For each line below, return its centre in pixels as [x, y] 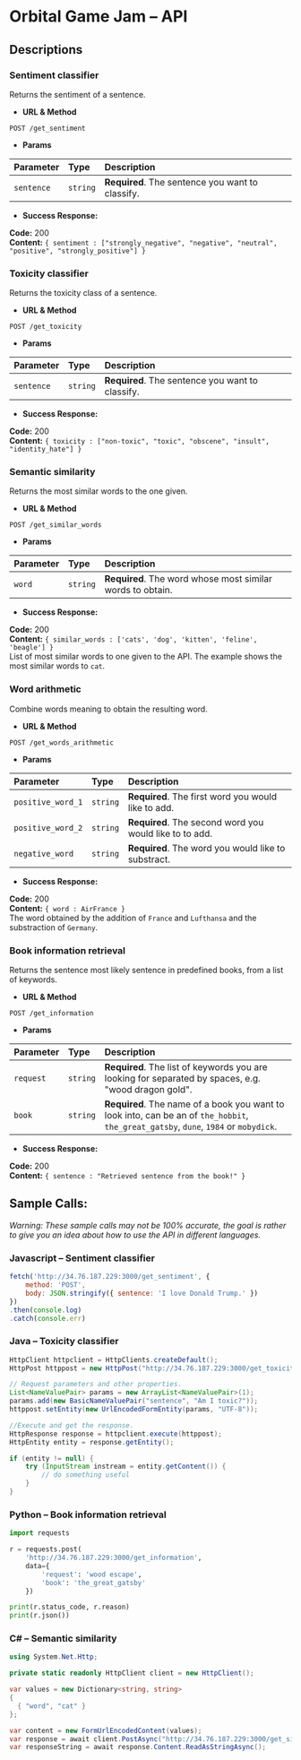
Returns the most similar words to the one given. [99, 491]
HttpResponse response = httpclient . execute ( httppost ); [116, 1434]
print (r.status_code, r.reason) [69, 1607]
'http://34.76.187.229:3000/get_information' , [114, 1558]
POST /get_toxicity [46, 327]
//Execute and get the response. [72, 1425]
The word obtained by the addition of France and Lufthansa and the [133, 918]
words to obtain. [138, 591]
